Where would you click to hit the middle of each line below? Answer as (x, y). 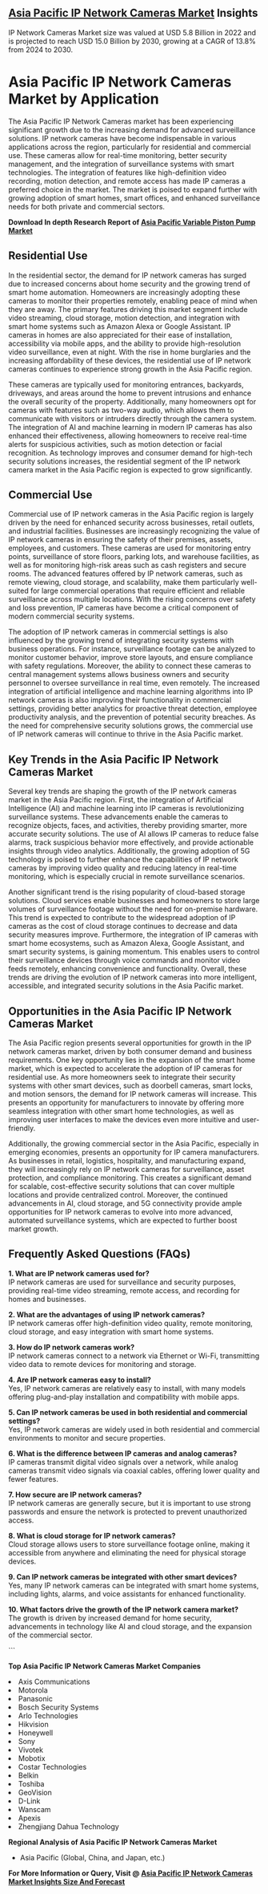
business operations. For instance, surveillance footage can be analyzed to (132, 649)
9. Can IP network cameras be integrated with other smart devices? (123, 1576)
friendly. (22, 1128)
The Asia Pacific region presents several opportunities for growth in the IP (130, 1043)
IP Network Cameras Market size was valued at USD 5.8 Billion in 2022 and (132, 32)
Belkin (29, 1775)
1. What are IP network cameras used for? (79, 1273)
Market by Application (84, 99)
